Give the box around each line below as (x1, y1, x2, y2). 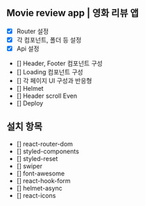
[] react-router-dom (16, 139, 74, 148)
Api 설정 (16, 44, 40, 53)
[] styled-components (16, 147, 79, 155)
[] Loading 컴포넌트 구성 (16, 68, 84, 76)
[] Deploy (16, 99, 44, 107)
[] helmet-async (16, 184, 63, 192)
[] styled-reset (16, 154, 58, 162)
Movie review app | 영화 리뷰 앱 (6, 7, 139, 19)
